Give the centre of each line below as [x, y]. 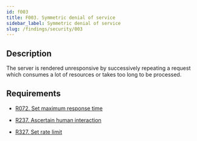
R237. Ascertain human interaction [58, 120]
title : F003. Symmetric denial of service [61, 18]
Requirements [33, 94]
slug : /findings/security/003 [45, 29]
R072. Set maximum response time [59, 108]
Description [29, 53]
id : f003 [17, 12]
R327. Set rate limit [39, 132]
